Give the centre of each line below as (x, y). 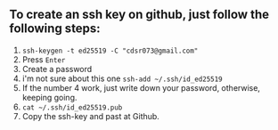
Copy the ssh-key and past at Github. (91, 116)
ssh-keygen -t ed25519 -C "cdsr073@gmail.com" (110, 51)
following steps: (55, 29)
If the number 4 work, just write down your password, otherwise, (141, 87)
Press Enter (44, 59)
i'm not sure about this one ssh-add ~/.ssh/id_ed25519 (122, 78)
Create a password (57, 69)
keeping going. (49, 97)
